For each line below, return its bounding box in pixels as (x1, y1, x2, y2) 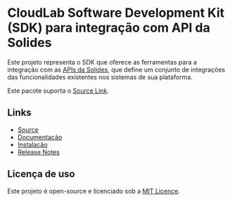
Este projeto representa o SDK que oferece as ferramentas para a (7, 58, 198, 66)
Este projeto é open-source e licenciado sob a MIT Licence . (7, 187, 181, 195)
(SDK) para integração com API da (7, 20, 211, 36)
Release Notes (17, 147, 60, 156)
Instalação (17, 140, 48, 149)
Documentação (17, 133, 63, 141)
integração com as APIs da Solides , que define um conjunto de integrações (7, 65, 226, 74)
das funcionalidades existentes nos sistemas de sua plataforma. (7, 72, 193, 81)
